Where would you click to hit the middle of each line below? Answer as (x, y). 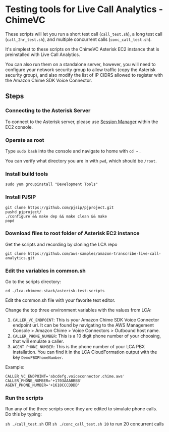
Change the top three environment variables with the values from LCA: (78, 310)
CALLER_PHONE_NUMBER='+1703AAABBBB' (44, 381)
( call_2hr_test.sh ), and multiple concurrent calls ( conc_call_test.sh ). (79, 39)
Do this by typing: (23, 414)
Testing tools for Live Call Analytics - (84, 9)
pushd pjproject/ (23, 212)
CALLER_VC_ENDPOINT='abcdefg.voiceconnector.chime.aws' (65, 376)
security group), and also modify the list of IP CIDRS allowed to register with (84, 75)
